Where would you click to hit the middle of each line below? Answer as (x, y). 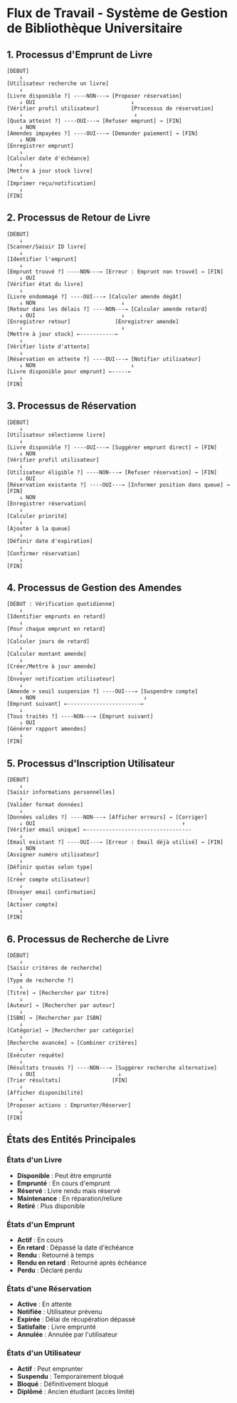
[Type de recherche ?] (40, 981)
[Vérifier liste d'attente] (48, 346)
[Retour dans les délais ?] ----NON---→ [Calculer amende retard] (107, 309)
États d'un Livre (35, 1160)
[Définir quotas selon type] (50, 867)
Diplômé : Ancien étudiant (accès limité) (76, 1391)
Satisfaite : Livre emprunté (57, 1327)
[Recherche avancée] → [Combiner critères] (72, 1043)
